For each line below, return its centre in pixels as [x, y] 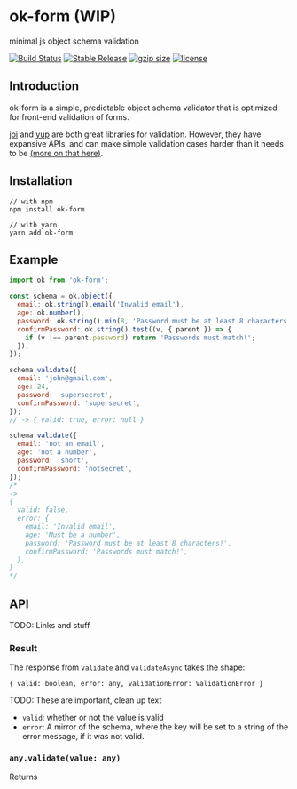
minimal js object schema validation [74, 41]
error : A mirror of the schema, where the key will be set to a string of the [155, 727]
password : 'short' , [53, 460]
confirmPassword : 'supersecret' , [79, 403]
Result [23, 648]
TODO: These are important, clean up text [86, 700]
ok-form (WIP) [63, 16]
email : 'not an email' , [61, 444]
